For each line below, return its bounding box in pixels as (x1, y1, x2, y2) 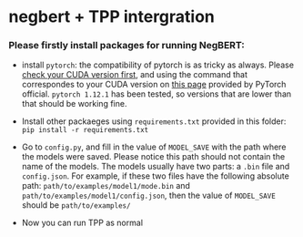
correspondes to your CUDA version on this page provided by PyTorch (21, 79, 287, 90)
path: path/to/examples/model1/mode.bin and (21, 180, 190, 191)
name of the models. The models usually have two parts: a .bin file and (21, 161, 290, 172)
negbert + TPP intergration (8, 6, 216, 27)
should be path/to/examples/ (21, 200, 131, 211)
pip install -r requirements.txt (21, 126, 149, 135)
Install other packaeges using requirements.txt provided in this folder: (21, 116, 287, 127)
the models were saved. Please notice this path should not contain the (21, 151, 286, 162)
